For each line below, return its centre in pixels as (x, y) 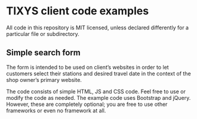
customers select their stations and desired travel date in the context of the (98, 74)
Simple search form (43, 53)
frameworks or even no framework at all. (56, 110)
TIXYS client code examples (78, 11)
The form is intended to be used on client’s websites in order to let (87, 67)
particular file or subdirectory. (43, 33)
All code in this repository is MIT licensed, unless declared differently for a (98, 28)
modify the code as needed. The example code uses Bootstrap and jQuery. (98, 97)
